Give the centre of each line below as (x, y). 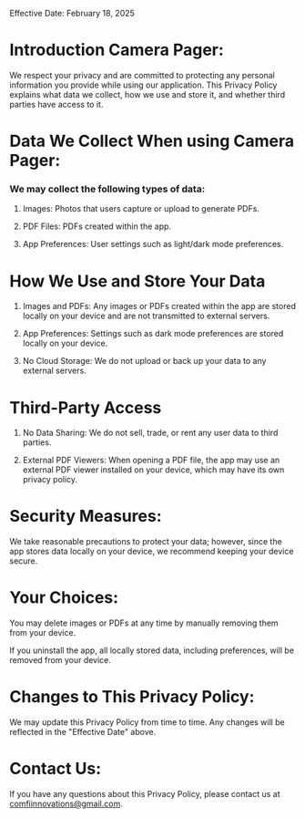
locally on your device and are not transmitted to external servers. (146, 316)
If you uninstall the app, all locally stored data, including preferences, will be (152, 650)
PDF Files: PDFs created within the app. (97, 226)
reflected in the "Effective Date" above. (83, 732)
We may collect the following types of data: (107, 189)
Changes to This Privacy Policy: (132, 697)
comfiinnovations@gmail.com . (66, 804)
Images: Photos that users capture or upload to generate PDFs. (141, 209)
